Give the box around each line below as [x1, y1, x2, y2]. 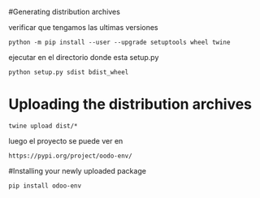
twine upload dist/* [8, 122, 79, 130]
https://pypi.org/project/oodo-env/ [8, 152, 132, 160]
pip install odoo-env [8, 182, 82, 190]
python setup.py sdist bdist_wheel [8, 68, 129, 76]
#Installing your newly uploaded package [8, 166, 146, 175]
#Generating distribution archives [8, 7, 120, 16]
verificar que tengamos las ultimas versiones [8, 23, 158, 32]
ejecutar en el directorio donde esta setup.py [8, 53, 159, 62]
